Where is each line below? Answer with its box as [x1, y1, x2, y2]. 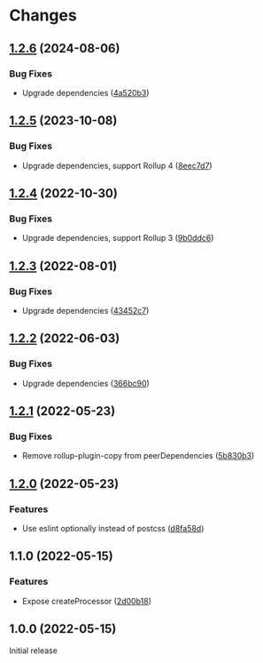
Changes [9, 5, 77, 26]
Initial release [9, 645, 58, 656]
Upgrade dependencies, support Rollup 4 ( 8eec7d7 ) [21, 160, 213, 171]
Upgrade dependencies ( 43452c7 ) [21, 305, 150, 316]
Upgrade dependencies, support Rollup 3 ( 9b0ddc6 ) [21, 233, 214, 244]
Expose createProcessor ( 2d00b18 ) [21, 595, 152, 606]
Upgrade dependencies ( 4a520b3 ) [21, 87, 150, 98]
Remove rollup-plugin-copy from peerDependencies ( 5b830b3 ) [21, 451, 255, 461]
